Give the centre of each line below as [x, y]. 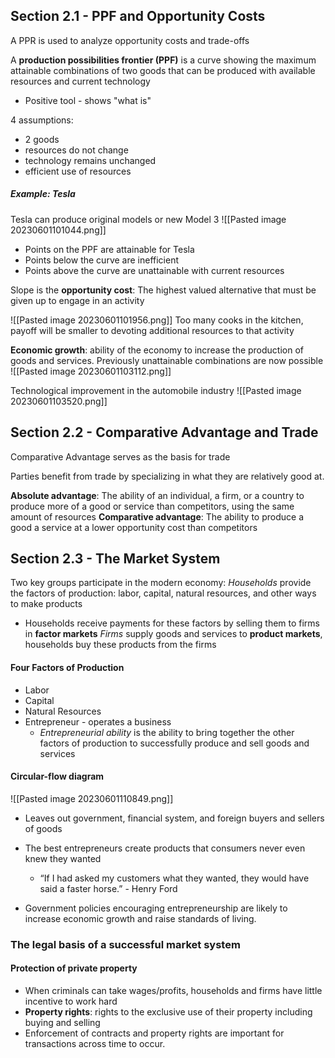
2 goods [42, 139]
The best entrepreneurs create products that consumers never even [165, 848]
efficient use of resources [78, 171]
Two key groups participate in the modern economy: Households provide [161, 583]
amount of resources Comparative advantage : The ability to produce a [157, 516]
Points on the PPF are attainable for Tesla [109, 249]
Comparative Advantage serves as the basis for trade [120, 456]
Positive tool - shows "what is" [88, 100]
